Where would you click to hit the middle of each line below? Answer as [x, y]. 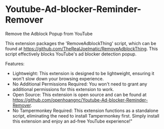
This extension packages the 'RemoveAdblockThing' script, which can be [81, 43]
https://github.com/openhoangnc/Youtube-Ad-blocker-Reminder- [80, 100]
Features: [15, 63]
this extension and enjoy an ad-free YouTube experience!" [72, 121]
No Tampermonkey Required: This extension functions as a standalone [85, 110]
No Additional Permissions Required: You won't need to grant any [80, 84]
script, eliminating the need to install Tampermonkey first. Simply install [86, 115]
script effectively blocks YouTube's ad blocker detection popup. [71, 54]
